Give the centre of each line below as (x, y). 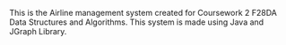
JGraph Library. (38, 31)
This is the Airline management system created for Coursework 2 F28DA (143, 13)
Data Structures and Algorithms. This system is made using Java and (137, 22)
